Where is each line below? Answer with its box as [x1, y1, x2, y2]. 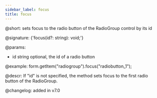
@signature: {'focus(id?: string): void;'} [5, 35, 84, 41]
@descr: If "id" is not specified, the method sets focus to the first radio [5, 73, 148, 78]
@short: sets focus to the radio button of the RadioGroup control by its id [5, 25, 152, 31]
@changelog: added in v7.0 [5, 87, 60, 93]
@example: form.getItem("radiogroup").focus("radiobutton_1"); [5, 63, 132, 69]
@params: [5, 44, 26, 50]
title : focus [5, 12, 32, 17]
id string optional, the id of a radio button [12, 53, 95, 59]
